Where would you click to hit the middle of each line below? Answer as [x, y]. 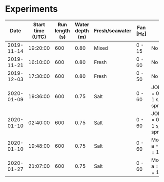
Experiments [31, 9]
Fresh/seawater [113, 30]
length [62, 30]
